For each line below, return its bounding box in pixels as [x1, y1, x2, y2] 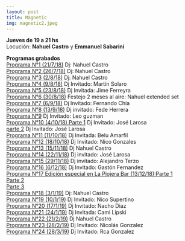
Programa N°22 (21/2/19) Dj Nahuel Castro [6, 215, 111, 222]
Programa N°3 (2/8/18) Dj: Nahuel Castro [6, 74, 108, 82]
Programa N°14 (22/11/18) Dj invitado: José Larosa [6, 151, 131, 158]
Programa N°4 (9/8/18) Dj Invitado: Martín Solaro [6, 80, 127, 88]
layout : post [6, 8, 39, 15]
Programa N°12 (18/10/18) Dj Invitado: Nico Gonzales [6, 138, 137, 146]
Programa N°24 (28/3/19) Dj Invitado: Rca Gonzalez [6, 228, 134, 236]
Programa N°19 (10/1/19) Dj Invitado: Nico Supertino [6, 196, 134, 203]
